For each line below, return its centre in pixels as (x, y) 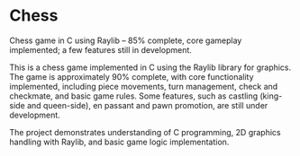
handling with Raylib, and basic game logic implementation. (119, 142)
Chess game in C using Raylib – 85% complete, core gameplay (126, 40)
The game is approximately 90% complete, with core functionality (132, 76)
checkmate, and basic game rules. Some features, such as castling (134, 96)
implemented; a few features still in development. (100, 49)
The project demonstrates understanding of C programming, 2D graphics (145, 132)
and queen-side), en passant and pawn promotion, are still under (147, 105)
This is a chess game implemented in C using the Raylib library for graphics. (150, 67)
